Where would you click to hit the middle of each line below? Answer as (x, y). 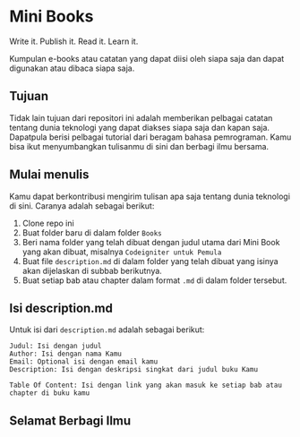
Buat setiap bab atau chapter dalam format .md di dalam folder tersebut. (154, 280)
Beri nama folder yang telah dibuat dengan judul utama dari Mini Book (151, 242)
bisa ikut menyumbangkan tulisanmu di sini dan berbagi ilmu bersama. (139, 146)
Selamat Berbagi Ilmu (70, 420)
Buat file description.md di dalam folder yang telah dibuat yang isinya (150, 261)
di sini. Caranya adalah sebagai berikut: (82, 206)
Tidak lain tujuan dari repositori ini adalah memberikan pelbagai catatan (141, 117)
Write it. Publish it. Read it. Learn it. (74, 41)
